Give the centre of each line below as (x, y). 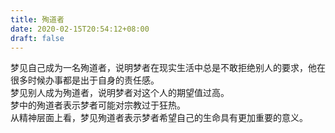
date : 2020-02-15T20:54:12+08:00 (80, 29)
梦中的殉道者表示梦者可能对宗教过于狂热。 (98, 105)
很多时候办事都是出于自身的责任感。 (85, 80)
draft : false (37, 38)
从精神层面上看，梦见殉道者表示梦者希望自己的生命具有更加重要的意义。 (159, 118)
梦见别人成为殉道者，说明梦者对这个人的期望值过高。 (120, 93)
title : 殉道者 (37, 19)
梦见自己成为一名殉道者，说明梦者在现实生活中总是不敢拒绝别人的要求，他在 (168, 68)
